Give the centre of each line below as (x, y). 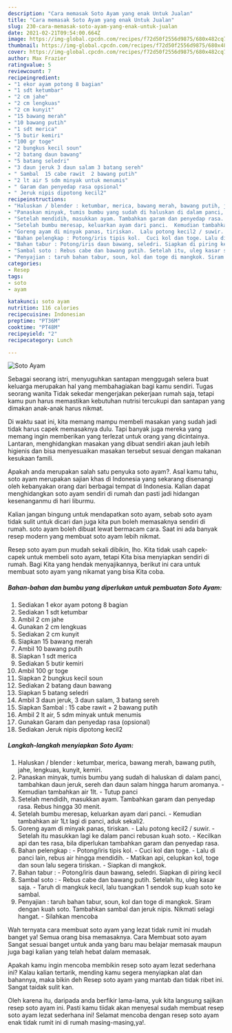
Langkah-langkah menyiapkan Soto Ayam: (71, 745)
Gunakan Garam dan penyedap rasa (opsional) (84, 722)
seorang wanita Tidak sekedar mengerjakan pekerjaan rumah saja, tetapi (111, 394)
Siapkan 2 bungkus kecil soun (60, 678)
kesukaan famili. (31, 459)
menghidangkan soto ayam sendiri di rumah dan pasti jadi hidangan (104, 494)
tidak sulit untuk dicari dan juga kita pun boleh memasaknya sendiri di (107, 522)
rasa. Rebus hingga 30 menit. (60, 807)
